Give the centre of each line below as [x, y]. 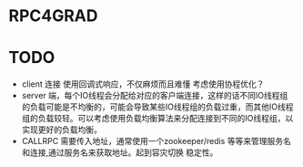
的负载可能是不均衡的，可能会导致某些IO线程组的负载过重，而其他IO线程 [157, 107]
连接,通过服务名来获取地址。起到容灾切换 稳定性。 [124, 152]
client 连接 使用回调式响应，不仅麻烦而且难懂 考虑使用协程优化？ [143, 84]
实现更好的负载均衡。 [61, 130]
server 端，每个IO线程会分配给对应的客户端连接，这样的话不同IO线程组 [155, 96]
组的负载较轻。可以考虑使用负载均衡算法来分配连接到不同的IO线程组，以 [157, 119]
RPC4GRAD [53, 16]
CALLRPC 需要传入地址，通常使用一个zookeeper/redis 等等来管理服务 [152, 141]
